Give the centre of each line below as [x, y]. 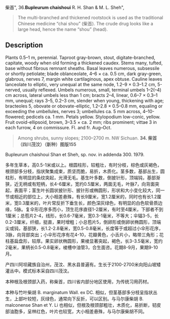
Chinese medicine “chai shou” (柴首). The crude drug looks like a [85, 24]
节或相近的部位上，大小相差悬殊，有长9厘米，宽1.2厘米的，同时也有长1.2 [81, 196]
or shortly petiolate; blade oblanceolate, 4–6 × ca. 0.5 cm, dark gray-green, [84, 74]
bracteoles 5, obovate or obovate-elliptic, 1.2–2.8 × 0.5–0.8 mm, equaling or [84, 106]
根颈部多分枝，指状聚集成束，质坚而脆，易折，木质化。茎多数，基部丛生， [83, 171]
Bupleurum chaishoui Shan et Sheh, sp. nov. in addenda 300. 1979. [75, 154]
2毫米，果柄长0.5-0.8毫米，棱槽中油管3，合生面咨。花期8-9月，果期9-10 [82, 247]
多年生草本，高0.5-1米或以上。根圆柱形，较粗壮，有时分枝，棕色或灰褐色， [83, 165]
